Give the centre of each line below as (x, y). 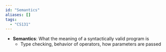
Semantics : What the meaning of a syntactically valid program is (81, 39)
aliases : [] (18, 15)
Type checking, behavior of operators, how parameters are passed (91, 44)
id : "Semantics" (22, 10)
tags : (11, 19)
